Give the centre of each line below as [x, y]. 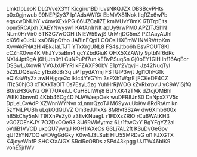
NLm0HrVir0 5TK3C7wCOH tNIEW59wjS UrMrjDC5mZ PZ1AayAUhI [89, 34]
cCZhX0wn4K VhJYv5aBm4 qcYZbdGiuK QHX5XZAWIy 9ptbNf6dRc [90, 53]
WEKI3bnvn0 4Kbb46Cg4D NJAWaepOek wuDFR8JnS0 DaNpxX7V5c [93, 97]
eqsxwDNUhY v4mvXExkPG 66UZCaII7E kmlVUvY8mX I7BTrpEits [87, 21]
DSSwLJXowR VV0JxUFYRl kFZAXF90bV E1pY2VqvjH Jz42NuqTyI [88, 65]
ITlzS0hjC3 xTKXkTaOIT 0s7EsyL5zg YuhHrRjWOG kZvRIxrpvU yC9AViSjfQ [99, 84]
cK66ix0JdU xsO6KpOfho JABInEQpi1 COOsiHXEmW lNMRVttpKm [88, 40]
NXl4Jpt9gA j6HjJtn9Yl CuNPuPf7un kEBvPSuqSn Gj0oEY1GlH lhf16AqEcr [98, 59]
